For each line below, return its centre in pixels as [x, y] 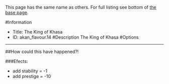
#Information [19, 22]
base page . [17, 12]
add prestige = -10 [32, 76]
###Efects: [17, 61]
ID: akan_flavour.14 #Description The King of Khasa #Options [76, 37]
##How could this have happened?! [42, 51]
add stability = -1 [30, 71]
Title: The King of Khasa [37, 32]
